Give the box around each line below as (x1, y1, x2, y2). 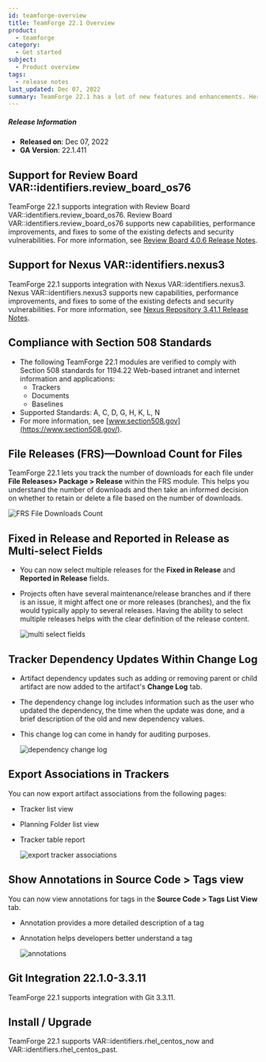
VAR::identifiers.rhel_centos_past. (8, 1045, 119, 1054)
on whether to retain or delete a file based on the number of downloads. (8, 493, 243, 503)
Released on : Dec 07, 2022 (19, 137, 109, 147)
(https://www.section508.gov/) (19, 424, 120, 434)
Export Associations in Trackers (8, 767, 169, 781)
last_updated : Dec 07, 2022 (8, 85, 101, 93)
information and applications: (19, 374, 116, 383)
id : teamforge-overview (8, 11, 87, 20)
